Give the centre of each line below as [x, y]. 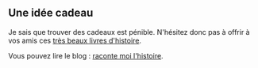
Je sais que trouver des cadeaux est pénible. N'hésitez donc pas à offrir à [129, 32]
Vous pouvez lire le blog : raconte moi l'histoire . [86, 55]
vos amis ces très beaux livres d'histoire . [75, 40]
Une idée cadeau [51, 13]
